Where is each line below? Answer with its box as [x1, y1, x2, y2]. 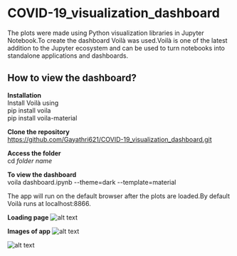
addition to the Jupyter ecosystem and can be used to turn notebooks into [7, 43, 226, 52]
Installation [7, 91, 41, 99]
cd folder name [7, 156, 53, 165]
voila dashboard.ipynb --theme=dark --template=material [7, 178, 177, 186]
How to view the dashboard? [7, 72, 137, 84]
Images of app [7, 227, 51, 235]
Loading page [7, 213, 49, 222]
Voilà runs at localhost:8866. [7, 199, 91, 208]
